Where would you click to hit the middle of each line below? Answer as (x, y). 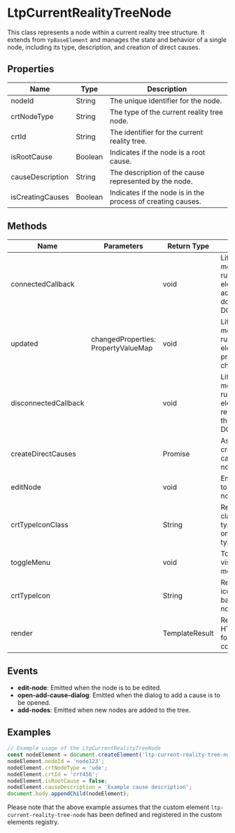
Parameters (123, 246)
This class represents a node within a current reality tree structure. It (106, 32)
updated (24, 343)
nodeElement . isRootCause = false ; (58, 781)
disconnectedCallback (48, 402)
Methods (27, 226)
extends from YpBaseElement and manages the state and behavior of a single (117, 39)
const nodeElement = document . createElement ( (74, 755)
